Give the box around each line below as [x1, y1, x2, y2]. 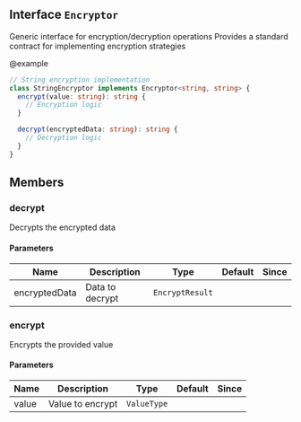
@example [9, 57, 49, 68]
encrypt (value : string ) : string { [17, 92, 146, 101]
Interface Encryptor [9, 7, 119, 22]
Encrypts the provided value [9, 338, 114, 349]
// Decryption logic [25, 134, 102, 143]
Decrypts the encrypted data [9, 222, 116, 233]
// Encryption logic [25, 101, 102, 110]
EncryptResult [153, 287, 213, 297]
